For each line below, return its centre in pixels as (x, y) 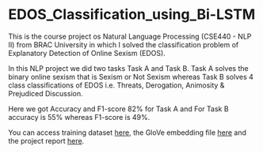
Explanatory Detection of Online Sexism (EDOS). (87, 53)
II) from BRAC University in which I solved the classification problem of (124, 44)
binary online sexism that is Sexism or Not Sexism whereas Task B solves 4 (131, 76)
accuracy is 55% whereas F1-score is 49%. (79, 117)
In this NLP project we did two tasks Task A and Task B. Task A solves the (128, 68)
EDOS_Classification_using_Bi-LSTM (132, 15)
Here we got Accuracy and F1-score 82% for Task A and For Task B (118, 109)
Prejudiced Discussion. (46, 93)
